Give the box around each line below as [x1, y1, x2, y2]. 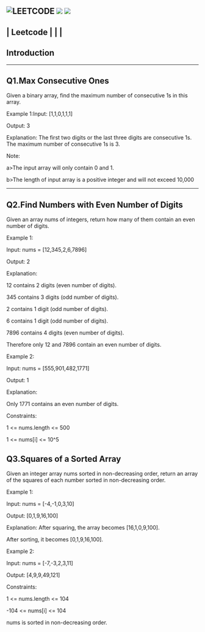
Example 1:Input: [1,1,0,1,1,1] [6, 110, 73, 118]
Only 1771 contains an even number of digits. [6, 401, 119, 408]
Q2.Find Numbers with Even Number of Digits [6, 200, 183, 210]
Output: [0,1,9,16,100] [6, 512, 59, 519]
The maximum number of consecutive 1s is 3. [6, 140, 120, 148]
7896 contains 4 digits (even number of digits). [6, 329, 124, 337]
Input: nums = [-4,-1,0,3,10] [6, 500, 74, 508]
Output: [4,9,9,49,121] [6, 571, 60, 579]
